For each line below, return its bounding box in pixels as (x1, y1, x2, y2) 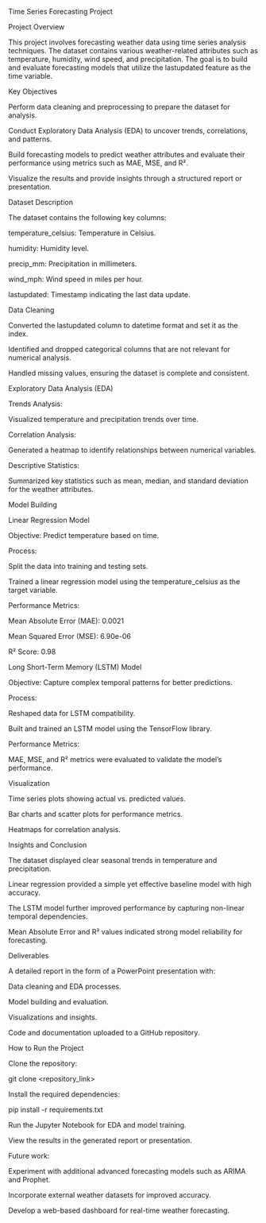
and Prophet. (8, 1175, 51, 1184)
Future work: (8, 1151, 50, 1160)
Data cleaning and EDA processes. (8, 981, 121, 991)
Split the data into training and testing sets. (8, 562, 148, 571)
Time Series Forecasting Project (8, 7, 114, 16)
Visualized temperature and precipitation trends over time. (8, 415, 199, 424)
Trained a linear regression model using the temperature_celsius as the (8, 577, 241, 586)
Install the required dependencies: (8, 1089, 121, 1099)
